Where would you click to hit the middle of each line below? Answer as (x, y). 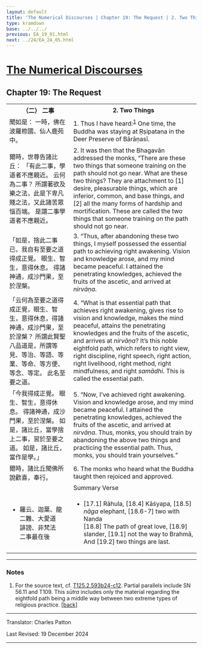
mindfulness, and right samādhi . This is (129, 371)
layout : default (27, 12)
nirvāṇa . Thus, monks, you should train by (133, 432)
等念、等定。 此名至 (37, 373)
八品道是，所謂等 (34, 345)
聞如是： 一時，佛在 (37, 122)
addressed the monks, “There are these (130, 158)
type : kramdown (25, 23)
